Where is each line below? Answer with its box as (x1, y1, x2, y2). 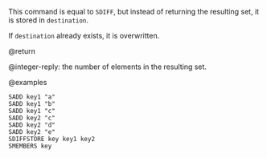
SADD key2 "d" (8, 121, 56, 129)
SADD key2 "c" (8, 114, 56, 122)
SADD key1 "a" (8, 93, 56, 101)
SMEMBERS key (8, 142, 52, 150)
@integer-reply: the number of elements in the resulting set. (8, 62, 207, 71)
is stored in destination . (8, 15, 89, 25)
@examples (8, 78, 47, 87)
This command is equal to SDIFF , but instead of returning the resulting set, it (8, 7, 260, 16)
